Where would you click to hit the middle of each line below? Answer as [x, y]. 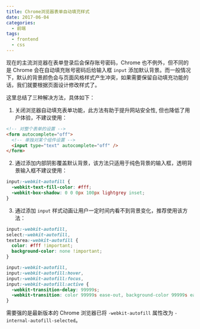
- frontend [25, 39]
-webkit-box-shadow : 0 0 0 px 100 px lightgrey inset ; [78, 193]
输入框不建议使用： [43, 171]
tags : [13, 34]
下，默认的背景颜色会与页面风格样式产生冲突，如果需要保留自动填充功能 [95, 77]
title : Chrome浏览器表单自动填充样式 [48, 12]
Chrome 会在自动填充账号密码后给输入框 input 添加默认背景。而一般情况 [102, 70]
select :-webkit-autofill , [38, 235]
